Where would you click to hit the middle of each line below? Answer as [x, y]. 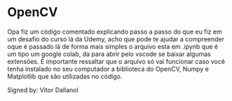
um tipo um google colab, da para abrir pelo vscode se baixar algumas [109, 54]
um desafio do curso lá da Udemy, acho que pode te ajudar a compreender [116, 39]
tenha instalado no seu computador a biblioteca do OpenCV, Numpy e [108, 69]
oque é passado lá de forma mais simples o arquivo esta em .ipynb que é [113, 46]
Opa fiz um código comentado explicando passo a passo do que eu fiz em [115, 32]
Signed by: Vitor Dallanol [43, 90]
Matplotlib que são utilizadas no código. [65, 76]
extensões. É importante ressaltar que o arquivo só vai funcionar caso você [116, 61]
